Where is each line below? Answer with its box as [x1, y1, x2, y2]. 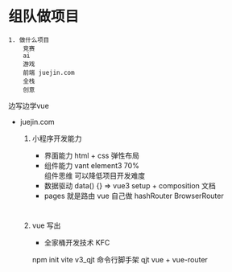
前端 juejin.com [23, 68, 75, 76]
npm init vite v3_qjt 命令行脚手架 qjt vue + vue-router [31, 255, 208, 265]
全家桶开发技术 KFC [43, 238, 110, 248]
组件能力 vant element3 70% [43, 160, 139, 170]
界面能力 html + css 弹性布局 [43, 150, 139, 160]
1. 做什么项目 [8, 35, 50, 44]
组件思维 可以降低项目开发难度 [43, 171, 146, 180]
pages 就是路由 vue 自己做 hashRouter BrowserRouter [43, 191, 224, 200]
